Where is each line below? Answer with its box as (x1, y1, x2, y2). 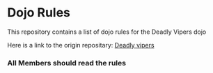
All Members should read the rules (7, 58, 127, 67)
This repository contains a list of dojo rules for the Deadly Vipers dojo (7, 28, 207, 36)
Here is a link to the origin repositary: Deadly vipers (7, 41, 155, 49)
